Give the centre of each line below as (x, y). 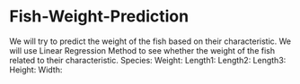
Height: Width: (36, 70)
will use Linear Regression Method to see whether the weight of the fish (142, 50)
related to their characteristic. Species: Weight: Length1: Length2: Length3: (148, 60)
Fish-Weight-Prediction (99, 17)
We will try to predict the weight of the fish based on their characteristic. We (150, 41)
